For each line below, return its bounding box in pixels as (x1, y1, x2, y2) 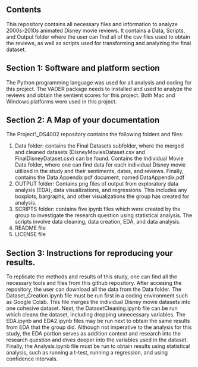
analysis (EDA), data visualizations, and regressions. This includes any (14, 187, 187, 194)
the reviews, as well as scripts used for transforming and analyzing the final (6, 39, 191, 46)
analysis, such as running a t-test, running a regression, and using (6, 349, 168, 356)
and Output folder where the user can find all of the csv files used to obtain (6, 33, 190, 40)
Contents (6, 5, 42, 15)
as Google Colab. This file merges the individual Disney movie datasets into (6, 299, 191, 306)
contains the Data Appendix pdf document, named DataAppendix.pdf (14, 174, 185, 181)
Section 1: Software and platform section (6, 63, 160, 73)
